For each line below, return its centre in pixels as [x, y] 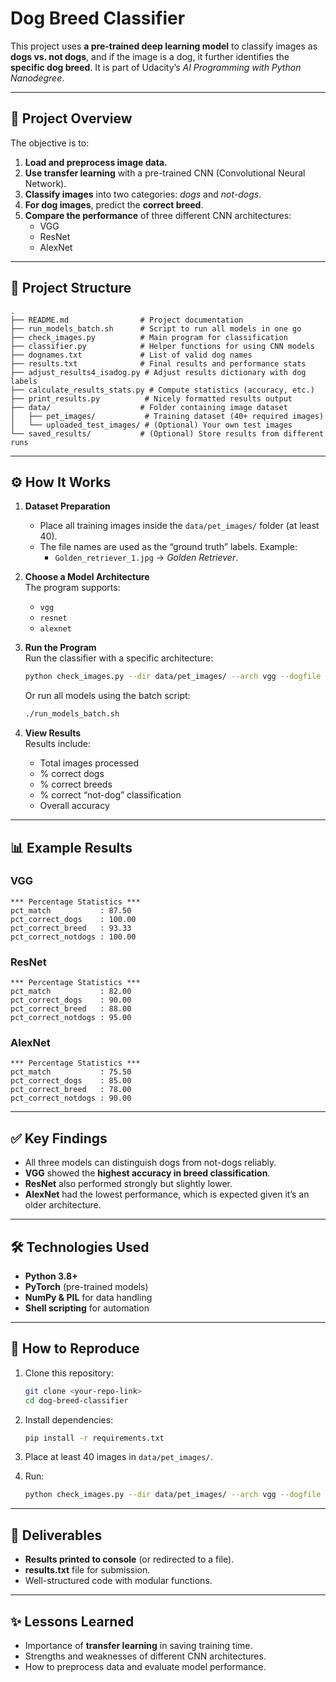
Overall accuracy [74, 806]
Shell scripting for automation [87, 1308]
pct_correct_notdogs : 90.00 [71, 1098]
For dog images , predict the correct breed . [114, 204]
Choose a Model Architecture [87, 577]
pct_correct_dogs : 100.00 [73, 919]
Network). [45, 183]
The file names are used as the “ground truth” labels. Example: [168, 547]
